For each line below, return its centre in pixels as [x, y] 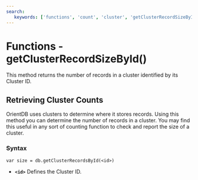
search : [16, 12]
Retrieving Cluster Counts [55, 100]
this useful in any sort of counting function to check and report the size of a [98, 127]
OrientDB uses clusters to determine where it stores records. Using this [93, 114]
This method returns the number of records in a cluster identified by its [92, 75]
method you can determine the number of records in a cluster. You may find [98, 120]
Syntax [16, 148]
